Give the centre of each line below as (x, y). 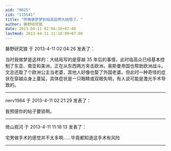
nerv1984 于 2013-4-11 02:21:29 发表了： (48, 100)
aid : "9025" (18, 10)
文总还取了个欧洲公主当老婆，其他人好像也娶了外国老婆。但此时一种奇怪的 (83, 72)
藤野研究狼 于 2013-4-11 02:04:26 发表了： (50, 49)
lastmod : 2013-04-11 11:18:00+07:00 (44, 34)
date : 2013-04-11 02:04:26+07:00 (41, 29)
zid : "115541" (20, 15)
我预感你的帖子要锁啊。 (30, 111)
